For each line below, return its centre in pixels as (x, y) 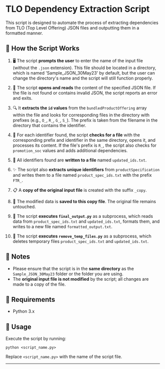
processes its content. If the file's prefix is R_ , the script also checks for (84, 145)
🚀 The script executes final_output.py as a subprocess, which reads (83, 216)
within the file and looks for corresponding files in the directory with (81, 115)
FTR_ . (18, 180)
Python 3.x (24, 311)
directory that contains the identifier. (49, 125)
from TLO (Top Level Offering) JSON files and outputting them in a (72, 27)
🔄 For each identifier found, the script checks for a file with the (76, 135)
